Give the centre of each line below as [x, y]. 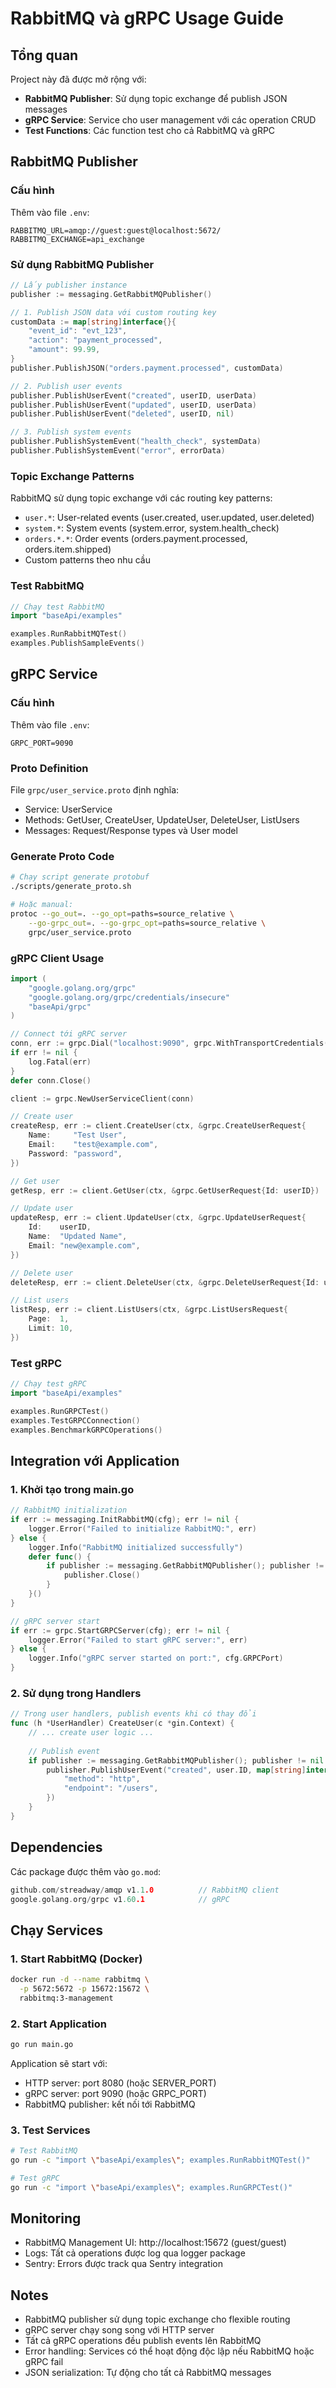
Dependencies [56, 1847]
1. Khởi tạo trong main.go [72, 1489]
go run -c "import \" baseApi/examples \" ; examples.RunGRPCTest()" [151, 2187]
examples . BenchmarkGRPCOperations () [86, 1430]
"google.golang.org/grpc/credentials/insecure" [129, 997]
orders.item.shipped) [68, 549]
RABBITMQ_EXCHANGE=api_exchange [77, 239]
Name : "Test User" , [78, 1135]
